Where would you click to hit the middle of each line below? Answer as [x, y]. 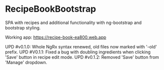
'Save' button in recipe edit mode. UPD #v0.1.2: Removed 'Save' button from [82, 57]
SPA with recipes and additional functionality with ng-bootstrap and [73, 23]
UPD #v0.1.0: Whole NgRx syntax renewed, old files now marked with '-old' [81, 47]
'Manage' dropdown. [26, 62]
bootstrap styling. [23, 27]
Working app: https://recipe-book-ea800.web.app [56, 37]
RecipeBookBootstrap [51, 9]
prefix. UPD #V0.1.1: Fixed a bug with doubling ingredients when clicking [78, 52]
